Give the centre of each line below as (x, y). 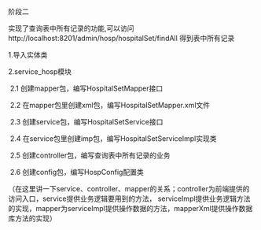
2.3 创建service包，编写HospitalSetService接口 (86, 122)
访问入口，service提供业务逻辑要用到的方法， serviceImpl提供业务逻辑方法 (129, 198)
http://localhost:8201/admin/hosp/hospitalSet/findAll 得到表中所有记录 (121, 38)
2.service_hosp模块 (40, 72)
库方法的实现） (32, 218)
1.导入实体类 (28, 55)
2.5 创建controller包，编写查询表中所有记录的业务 (90, 155)
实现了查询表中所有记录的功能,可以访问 (72, 28)
